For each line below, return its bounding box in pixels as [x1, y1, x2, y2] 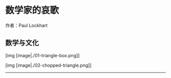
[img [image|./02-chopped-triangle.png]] [5, 62, 92, 68]
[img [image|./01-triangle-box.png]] [5, 52, 80, 58]
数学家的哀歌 [5, 5, 60, 16]
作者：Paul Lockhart [5, 22, 48, 28]
